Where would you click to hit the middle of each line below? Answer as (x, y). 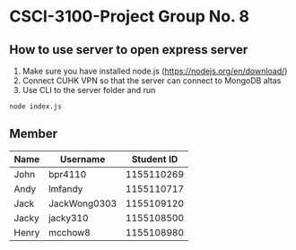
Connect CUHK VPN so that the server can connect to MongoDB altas (152, 81)
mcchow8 (70, 232)
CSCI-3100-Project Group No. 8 (129, 17)
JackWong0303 (83, 203)
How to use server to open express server (129, 50)
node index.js (36, 107)
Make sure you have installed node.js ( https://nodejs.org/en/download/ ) (155, 71)
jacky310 (68, 218)
